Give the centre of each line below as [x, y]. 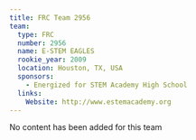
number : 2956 [42, 43]
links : [30, 93]
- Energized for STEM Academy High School [107, 85]
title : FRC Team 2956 [50, 18]
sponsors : [36, 77]
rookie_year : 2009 [52, 60]
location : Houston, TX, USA [70, 69]
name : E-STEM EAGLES [56, 51]
